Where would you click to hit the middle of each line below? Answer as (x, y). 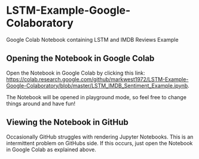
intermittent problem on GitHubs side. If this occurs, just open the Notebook (99, 143)
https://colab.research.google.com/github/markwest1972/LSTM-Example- (97, 79)
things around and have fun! (41, 103)
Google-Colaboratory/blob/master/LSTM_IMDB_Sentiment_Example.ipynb (97, 85)
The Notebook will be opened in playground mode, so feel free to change (97, 97)
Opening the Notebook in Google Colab (80, 58)
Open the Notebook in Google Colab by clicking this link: (76, 73)
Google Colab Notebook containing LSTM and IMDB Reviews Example (92, 39)
